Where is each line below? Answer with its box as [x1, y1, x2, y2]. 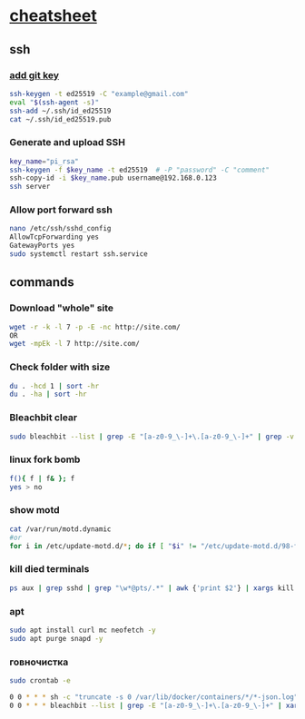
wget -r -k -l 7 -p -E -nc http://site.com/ [9, 322, 181, 331]
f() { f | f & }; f [9, 474, 75, 483]
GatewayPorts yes [9, 241, 75, 251]
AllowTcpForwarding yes [9, 232, 100, 241]
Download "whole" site [9, 301, 114, 314]
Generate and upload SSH [9, 136, 125, 149]
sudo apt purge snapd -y [9, 634, 103, 643]
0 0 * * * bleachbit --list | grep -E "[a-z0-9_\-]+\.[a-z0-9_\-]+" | [9, 701, 282, 710]
